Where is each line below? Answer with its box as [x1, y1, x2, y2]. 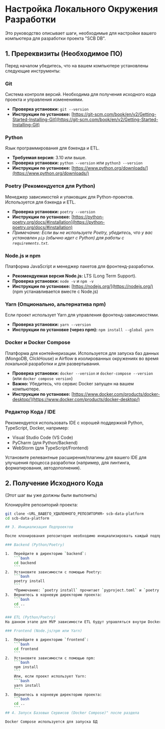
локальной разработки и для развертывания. [5, 360, 101, 367]
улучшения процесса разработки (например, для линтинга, [5, 460, 131, 466]
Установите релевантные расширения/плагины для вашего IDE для [5, 454, 146, 460]
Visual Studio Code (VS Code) [12, 434, 74, 440]
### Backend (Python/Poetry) [5, 542, 65, 548]
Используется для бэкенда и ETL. [5, 199, 76, 205]
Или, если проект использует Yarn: [14, 674, 87, 679]
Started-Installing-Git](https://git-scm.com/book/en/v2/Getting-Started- [12, 117, 159, 122]
